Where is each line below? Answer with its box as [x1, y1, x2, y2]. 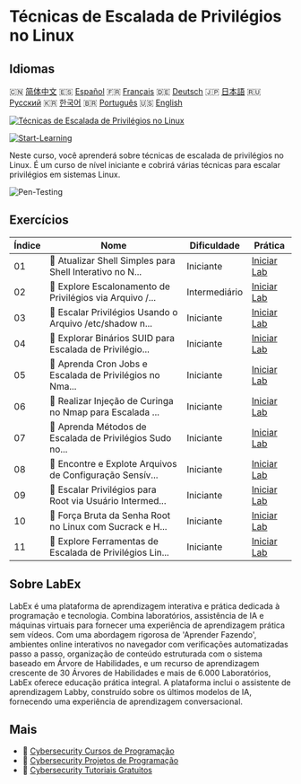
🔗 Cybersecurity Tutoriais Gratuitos [21, 765, 152, 776]
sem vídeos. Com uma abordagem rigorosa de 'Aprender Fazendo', [9, 629, 257, 639]
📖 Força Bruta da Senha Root [48, 509, 171, 522]
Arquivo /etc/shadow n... [48, 317, 153, 330]
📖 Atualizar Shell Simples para [48, 254, 176, 267]
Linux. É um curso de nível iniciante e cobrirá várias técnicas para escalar [9, 160, 280, 170]
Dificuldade [189, 239, 240, 251]
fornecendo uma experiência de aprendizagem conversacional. [9, 696, 244, 707]
